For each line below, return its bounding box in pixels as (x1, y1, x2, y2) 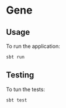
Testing (6, 70, 34, 80)
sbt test (6, 97, 27, 103)
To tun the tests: (6, 86, 46, 93)
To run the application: (6, 42, 60, 50)
